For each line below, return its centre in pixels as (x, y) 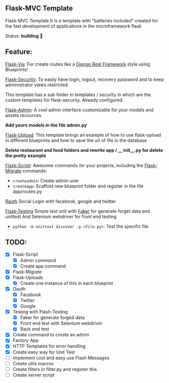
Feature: (19, 52)
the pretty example (26, 155)
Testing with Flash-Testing (40, 312)
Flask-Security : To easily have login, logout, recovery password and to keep (84, 79)
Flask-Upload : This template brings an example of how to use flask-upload (83, 135)
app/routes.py (27, 191)
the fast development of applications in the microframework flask (74, 26)
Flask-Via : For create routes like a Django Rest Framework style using (78, 64)
